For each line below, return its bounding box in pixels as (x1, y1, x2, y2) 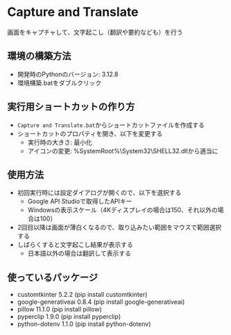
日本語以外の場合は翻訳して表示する (27, 249, 132, 257)
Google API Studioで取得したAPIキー (27, 197, 132, 205)
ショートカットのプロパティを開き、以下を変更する (17, 129, 163, 137)
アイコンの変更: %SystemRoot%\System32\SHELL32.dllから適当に (27, 146, 219, 155)
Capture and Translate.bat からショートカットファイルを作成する (17, 121, 205, 129)
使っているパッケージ (7, 271, 99, 283)
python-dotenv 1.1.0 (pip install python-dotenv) (17, 320, 151, 328)
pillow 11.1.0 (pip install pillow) (17, 305, 102, 313)
